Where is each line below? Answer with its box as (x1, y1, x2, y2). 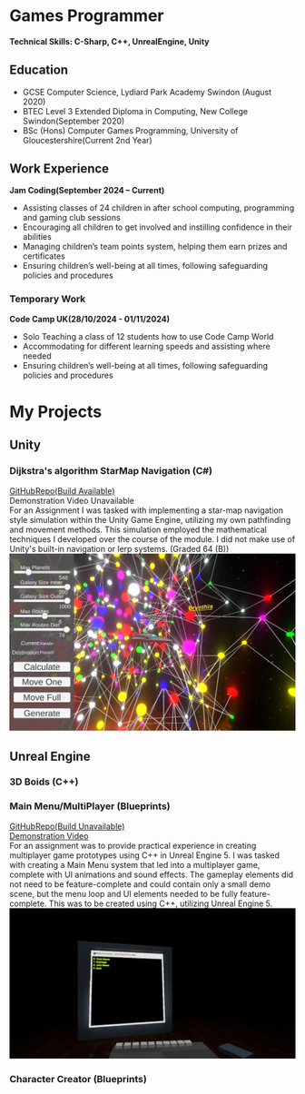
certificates (22, 251, 65, 261)
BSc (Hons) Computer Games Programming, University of (22, 124, 239, 136)
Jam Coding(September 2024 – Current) (9, 185, 165, 196)
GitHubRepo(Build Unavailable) (9, 821, 125, 832)
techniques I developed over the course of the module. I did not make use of (9, 533, 296, 545)
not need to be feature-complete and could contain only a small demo (9, 878, 271, 890)
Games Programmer (9, 5, 165, 26)
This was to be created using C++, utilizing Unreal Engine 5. (48, 898, 273, 909)
